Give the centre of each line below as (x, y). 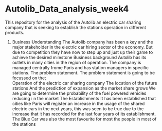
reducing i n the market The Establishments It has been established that (84, 98)
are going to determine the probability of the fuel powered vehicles (79, 93)
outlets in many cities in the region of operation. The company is (76, 62)
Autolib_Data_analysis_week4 (67, 9)
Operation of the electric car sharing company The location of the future (84, 83)
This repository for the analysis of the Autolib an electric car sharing (73, 22)
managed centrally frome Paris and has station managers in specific (80, 67)
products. (15, 32)
